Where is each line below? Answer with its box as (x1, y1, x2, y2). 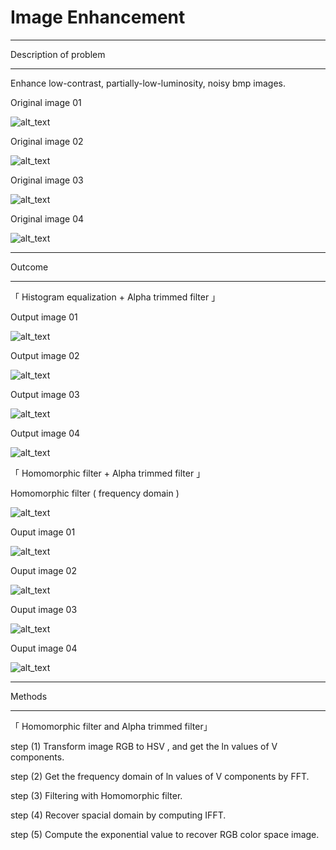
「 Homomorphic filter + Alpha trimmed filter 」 (10, 467, 206, 479)
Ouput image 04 (10, 642, 78, 654)
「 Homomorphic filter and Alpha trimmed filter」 (10, 720, 213, 732)
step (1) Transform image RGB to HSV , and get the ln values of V (10, 740, 278, 752)
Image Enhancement (10, 6, 186, 29)
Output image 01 (10, 311, 78, 323)
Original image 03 (10, 174, 84, 186)
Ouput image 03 (10, 603, 78, 615)
